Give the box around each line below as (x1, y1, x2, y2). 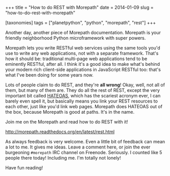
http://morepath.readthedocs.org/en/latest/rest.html (5, 129, 115, 135)
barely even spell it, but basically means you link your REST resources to (5, 98, 158, 104)
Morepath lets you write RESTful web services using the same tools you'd (5, 45, 160, 51)
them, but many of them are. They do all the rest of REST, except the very (5, 87, 160, 93)
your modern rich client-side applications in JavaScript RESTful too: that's (5, 66, 161, 72)
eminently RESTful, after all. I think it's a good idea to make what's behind (5, 61, 160, 67)
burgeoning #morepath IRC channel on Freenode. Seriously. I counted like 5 (5, 149, 162, 155)
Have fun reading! (5, 165, 43, 170)
